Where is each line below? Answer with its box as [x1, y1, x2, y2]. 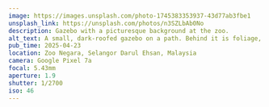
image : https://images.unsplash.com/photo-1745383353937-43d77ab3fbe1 [8, 11, 251, 20]
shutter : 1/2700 [8, 79, 63, 87]
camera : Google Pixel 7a [8, 57, 92, 65]
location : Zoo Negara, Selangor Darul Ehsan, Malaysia [8, 49, 197, 57]
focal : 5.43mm [8, 64, 57, 72]
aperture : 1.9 [8, 72, 57, 80]
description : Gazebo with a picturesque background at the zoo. [8, 27, 229, 35]
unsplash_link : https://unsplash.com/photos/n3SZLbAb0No [8, 19, 204, 27]
